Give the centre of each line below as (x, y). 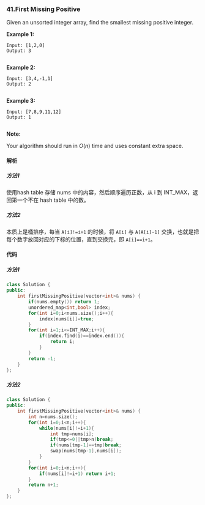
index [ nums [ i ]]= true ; (67, 319)
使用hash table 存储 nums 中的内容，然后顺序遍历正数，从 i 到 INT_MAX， (99, 192)
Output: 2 (19, 84)
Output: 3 (19, 51)
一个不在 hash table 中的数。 (53, 200)
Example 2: (21, 68)
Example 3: (21, 101)
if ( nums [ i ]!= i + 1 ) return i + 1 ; (77, 474)
